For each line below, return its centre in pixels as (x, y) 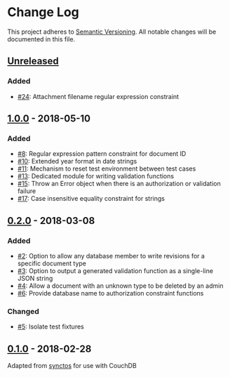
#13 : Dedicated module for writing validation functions (95, 176)
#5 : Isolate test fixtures (50, 326)
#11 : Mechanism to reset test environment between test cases (107, 168)
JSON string (35, 278)
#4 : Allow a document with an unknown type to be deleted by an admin (120, 286)
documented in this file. (41, 39)
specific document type (52, 263)
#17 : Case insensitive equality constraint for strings (91, 199)
